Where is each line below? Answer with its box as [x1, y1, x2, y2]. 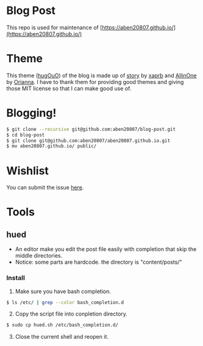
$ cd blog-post [6, 132, 45, 138]
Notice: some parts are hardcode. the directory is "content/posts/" [15, 258, 182, 266]
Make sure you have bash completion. [15, 288, 112, 295]
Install [6, 274, 26, 282]
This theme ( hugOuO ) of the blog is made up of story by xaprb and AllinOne [6, 71, 197, 79]
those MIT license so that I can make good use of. [6, 85, 132, 92]
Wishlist [6, 164, 49, 177]
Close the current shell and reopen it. [15, 333, 109, 341]
